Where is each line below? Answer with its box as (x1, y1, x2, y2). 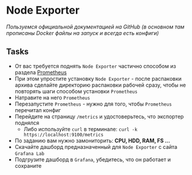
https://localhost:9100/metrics (23, 132, 104, 138)
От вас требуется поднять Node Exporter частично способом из (14, 62, 177, 69)
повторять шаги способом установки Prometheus (14, 87, 138, 95)
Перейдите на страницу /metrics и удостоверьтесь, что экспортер (14, 113, 184, 120)
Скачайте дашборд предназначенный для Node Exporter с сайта (14, 143, 178, 150)
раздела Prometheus (14, 69, 67, 76)
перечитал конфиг (14, 106, 61, 113)
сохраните (14, 162, 42, 169)
